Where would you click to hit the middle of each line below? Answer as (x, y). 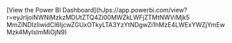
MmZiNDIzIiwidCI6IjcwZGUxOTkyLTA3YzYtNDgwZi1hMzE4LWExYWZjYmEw (116, 25)
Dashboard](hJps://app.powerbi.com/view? (125, 10)
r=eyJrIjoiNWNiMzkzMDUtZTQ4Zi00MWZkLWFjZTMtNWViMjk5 (98, 17)
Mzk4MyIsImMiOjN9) (37, 32)
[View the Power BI (34, 10)
